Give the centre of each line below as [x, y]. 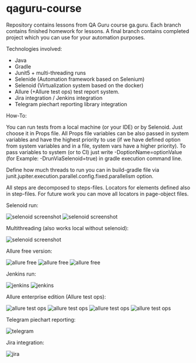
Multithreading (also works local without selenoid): [67, 228]
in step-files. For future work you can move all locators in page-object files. [97, 194]
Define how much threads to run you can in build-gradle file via [83, 169]
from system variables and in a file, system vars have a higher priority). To [96, 146]
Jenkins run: [21, 274]
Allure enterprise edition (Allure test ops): [56, 296]
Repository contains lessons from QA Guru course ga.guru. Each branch [94, 25]
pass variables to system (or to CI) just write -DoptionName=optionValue [94, 152]
